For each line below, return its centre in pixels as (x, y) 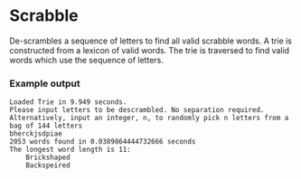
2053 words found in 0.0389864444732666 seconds (103, 142)
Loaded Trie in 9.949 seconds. (68, 102)
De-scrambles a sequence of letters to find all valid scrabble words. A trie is (150, 41)
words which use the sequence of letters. (87, 60)
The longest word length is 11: (70, 150)
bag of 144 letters (46, 126)
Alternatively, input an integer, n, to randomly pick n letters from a (149, 118)
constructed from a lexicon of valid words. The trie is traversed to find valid (150, 50)
